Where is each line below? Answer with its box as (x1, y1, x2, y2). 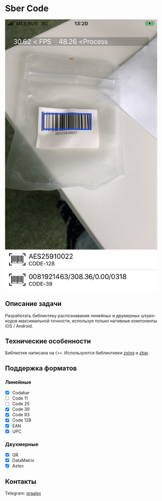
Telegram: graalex (5, 490, 41, 496)
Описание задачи (5, 300, 62, 308)
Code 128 (12, 417, 32, 423)
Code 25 (12, 401, 30, 407)
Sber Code (5, 3, 49, 14)
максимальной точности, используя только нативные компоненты (18, 318, 157, 324)
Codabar (12, 390, 30, 396)
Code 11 (12, 395, 28, 401)
